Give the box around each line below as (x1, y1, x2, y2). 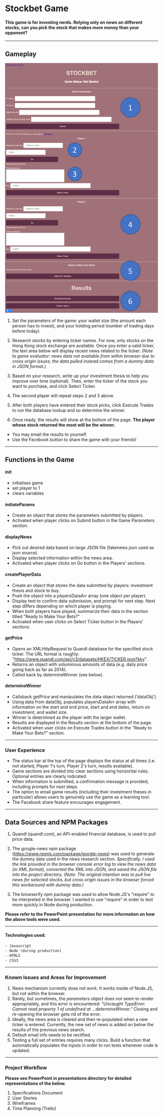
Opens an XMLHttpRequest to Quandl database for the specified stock (12, 646, 154, 651)
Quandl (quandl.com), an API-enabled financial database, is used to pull (12, 831, 156, 837)
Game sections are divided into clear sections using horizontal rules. (12, 768, 149, 774)
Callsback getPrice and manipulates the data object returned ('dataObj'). (12, 694, 158, 699)
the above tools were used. (5, 916, 61, 922)
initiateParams (5, 501, 35, 507)
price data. (12, 836, 34, 842)
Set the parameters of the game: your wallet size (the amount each (12, 318, 146, 324)
